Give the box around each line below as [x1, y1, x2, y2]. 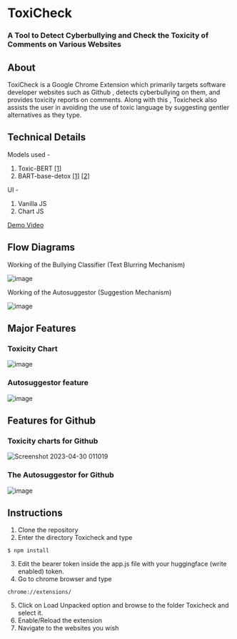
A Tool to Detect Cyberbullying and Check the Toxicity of [7, 31, 209, 41]
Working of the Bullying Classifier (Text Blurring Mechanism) [7, 260, 186, 269]
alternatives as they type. [7, 111, 82, 119]
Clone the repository [17, 526, 79, 534]
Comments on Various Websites [7, 39, 121, 49]
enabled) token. [17, 567, 64, 576]
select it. [17, 608, 44, 618]
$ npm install [7, 547, 50, 554]
